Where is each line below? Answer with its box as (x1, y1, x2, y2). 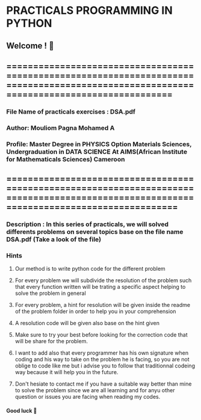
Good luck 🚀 (6, 407, 37, 414)
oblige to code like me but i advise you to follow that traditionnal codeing (14, 362, 196, 369)
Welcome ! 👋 (6, 40, 54, 51)
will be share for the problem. (14, 338, 88, 345)
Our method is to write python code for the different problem (14, 265, 165, 273)
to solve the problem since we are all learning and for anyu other (14, 387, 176, 394)
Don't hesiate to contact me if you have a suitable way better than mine (14, 380, 192, 387)
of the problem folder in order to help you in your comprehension (14, 308, 176, 315)
